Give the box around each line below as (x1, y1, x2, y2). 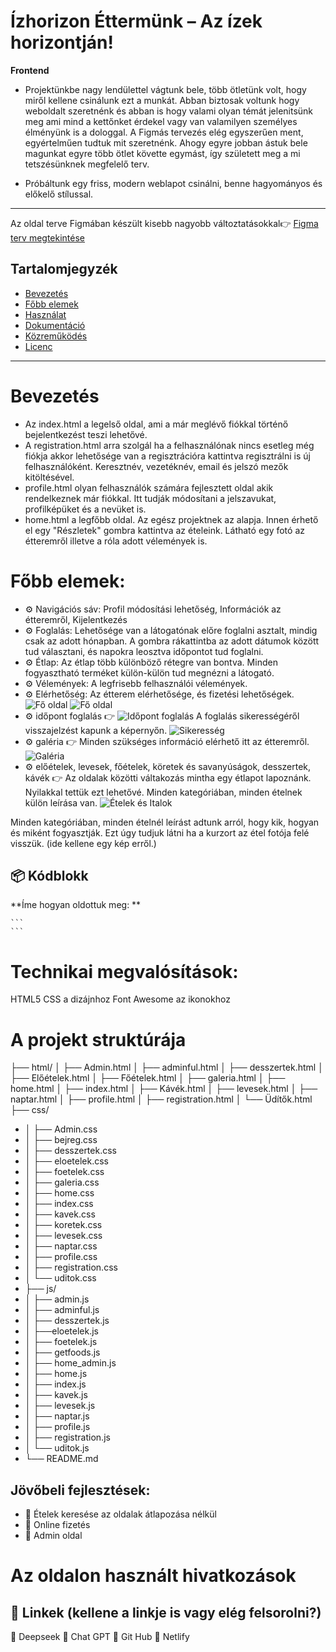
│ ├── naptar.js (24, 1410, 90, 1422)
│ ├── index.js (24, 1378, 87, 1390)
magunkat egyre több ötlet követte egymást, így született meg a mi (24, 147, 301, 159)
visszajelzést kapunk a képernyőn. (24, 724, 168, 736)
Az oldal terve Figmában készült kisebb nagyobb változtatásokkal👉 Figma (10, 217, 319, 229)
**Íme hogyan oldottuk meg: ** (10, 899, 142, 911)
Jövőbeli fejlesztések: (10, 1481, 151, 1499)
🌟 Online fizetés (24, 1519, 91, 1531)
